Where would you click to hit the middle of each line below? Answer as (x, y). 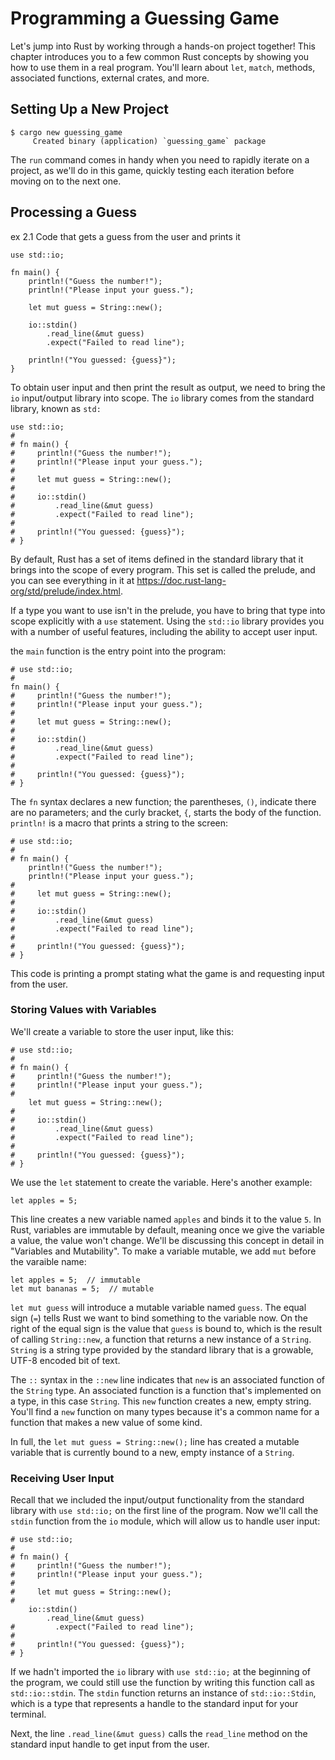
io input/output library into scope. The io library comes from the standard (162, 398)
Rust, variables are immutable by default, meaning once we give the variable (167, 1229)
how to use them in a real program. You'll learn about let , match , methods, (163, 67)
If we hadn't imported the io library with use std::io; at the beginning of (160, 1672)
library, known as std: (56, 408)
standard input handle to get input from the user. (110, 1744)
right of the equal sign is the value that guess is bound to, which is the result (166, 1328)
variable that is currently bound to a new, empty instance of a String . (152, 1452)
